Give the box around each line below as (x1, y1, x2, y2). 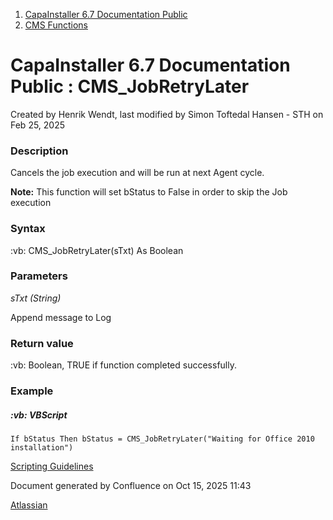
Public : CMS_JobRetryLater (10, 75, 250, 98)
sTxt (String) (10, 292, 62, 304)
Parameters (10, 269, 68, 283)
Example (10, 384, 54, 398)
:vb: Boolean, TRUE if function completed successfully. (10, 359, 237, 371)
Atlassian (10, 499, 48, 511)
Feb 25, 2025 (10, 119, 66, 131)
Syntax (10, 222, 46, 236)
